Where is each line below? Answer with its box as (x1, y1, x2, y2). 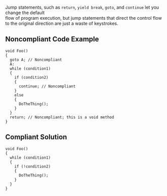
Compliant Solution (5, 133, 67, 141)
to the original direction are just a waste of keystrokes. (5, 20, 118, 26)
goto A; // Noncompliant (10, 57, 62, 62)
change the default (5, 10, 45, 16)
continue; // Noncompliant (18, 83, 76, 89)
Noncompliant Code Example (5, 35, 99, 43)
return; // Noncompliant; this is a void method (10, 115, 114, 120)
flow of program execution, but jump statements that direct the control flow (5, 15, 162, 21)
